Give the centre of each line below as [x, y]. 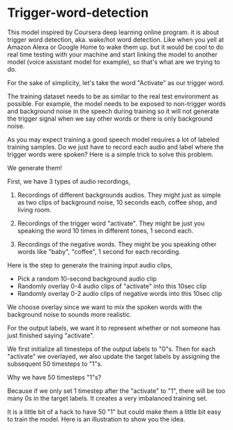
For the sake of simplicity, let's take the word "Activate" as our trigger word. [116, 82]
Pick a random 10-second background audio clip [87, 279]
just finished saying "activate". [51, 335]
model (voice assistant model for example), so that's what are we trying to [114, 61]
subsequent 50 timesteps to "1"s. [55, 364]
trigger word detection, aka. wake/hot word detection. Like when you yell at [116, 39]
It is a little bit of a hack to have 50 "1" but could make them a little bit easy [114, 412]
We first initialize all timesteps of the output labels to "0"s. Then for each [112, 349]
